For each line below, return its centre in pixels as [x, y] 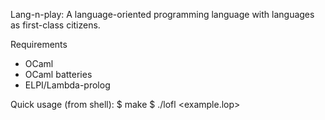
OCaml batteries [58, 74]
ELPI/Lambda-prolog [67, 85]
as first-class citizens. [55, 25]
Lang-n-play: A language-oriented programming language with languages [162, 14]
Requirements [39, 44]
